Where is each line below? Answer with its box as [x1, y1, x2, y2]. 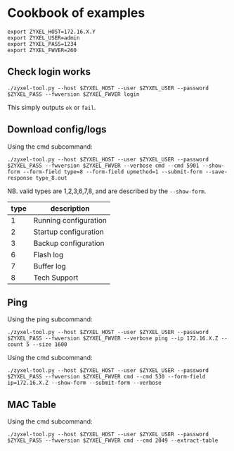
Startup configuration [33, 227, 104, 237]
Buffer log [33, 261, 67, 271]
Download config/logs [7, 123, 107, 135]
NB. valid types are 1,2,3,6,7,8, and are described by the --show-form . [7, 187, 207, 195]
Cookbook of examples [7, 5, 145, 21]
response [7, 174, 33, 181]
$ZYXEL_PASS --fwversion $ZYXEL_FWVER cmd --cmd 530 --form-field [7, 373, 206, 381]
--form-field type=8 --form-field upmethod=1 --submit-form [22, 168, 202, 175]
